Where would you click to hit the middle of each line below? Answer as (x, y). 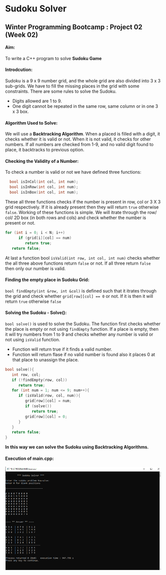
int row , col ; (26, 375)
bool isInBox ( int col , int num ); (44, 192)
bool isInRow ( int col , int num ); (44, 187)
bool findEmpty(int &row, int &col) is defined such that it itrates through (81, 290)
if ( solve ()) (38, 406)
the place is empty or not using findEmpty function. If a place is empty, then (82, 329)
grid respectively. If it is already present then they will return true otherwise (82, 207)
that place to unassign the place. (45, 359)
